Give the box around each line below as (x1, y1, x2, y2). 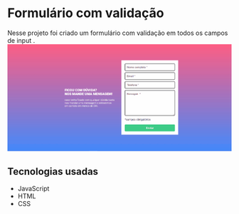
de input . (7, 36, 36, 44)
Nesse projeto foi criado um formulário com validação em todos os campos (7, 29, 228, 37)
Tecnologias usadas (7, 165, 98, 178)
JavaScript (17, 184, 50, 193)
